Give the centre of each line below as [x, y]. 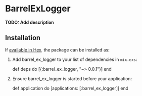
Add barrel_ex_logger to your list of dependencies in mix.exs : [75, 59]
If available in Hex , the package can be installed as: [57, 49]
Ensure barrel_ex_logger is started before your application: [72, 78]
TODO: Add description [30, 22]
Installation [23, 38]
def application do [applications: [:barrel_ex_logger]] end [70, 88]
